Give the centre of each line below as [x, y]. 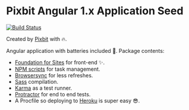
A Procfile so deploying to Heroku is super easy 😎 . [77, 100]
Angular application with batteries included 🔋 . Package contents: [85, 51]
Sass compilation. [36, 81]
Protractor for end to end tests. [53, 94]
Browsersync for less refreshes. [54, 75]
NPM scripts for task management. [57, 69]
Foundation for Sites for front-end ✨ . [60, 62]
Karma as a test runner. [43, 88]
